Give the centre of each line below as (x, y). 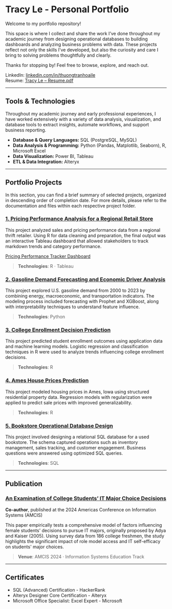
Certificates (25, 578)
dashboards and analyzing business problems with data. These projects (81, 44)
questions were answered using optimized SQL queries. (64, 453)
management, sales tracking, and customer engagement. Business (76, 448)
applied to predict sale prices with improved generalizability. (69, 402)
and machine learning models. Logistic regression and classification (77, 347)
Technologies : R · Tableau (46, 266)
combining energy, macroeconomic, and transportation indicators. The (80, 296)
